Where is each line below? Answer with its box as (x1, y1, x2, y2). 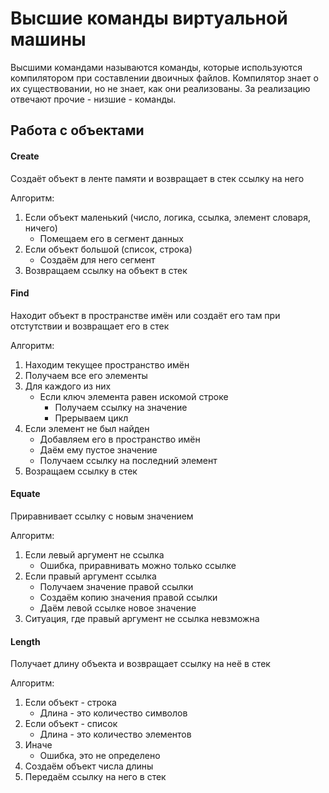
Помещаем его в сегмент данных (39, 232, 185, 244)
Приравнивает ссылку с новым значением (10, 510, 194, 522)
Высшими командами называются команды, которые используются (10, 61, 303, 73)
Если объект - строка (24, 697, 117, 709)
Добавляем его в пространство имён (39, 433, 201, 445)
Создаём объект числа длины (24, 760, 154, 772)
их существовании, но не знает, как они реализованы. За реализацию (10, 82, 311, 94)
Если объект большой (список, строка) (24, 243, 193, 255)
